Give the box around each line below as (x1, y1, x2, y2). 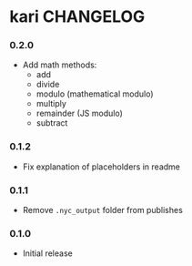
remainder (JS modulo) (35, 107, 123, 119)
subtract (35, 118, 68, 128)
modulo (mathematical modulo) (35, 88, 154, 99)
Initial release (22, 248, 73, 259)
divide (35, 79, 60, 90)
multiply (35, 98, 66, 109)
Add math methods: (22, 59, 97, 70)
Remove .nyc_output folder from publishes (22, 205, 184, 216)
